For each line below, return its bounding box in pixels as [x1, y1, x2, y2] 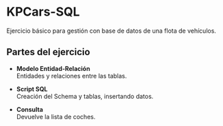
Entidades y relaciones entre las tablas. [16, 72, 127, 80]
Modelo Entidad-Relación [16, 64, 90, 72]
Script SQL [16, 84, 48, 93]
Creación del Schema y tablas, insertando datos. [16, 92, 154, 100]
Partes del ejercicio [6, 46, 90, 58]
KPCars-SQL [6, 4, 80, 20]
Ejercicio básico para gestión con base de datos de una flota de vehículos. [6, 27, 217, 35]
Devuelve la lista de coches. [16, 112, 96, 121]
